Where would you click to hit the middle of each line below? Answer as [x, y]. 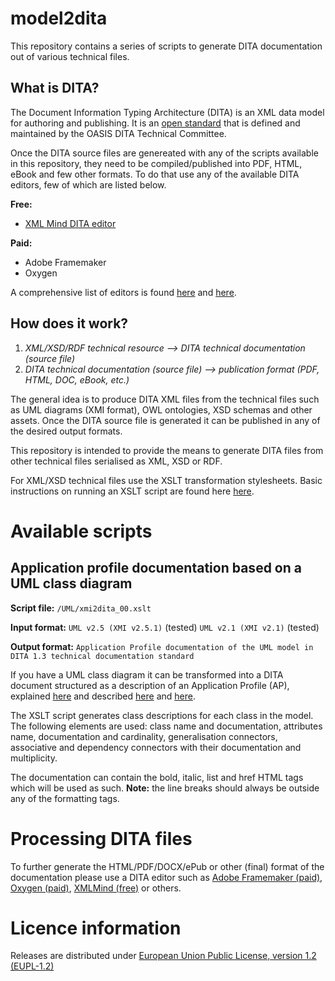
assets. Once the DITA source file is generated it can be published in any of [165, 420]
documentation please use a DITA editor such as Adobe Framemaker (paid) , [166, 877]
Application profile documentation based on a [156, 568]
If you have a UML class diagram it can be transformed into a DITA [147, 674]
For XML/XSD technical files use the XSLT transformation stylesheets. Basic [166, 480]
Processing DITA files [101, 838]
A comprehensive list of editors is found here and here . [123, 292]
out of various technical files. [70, 56]
